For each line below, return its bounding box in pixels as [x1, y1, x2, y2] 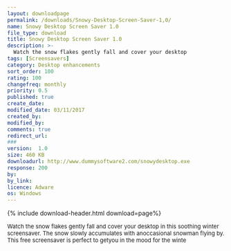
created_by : [7, 113, 41, 120]
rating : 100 [7, 74, 41, 82]
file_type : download [7, 29, 67, 37]
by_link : [7, 177, 33, 184]
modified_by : [7, 119, 45, 127]
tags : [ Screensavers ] [7, 55, 70, 62]
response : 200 [7, 164, 48, 171]
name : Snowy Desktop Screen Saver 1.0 [7, 23, 119, 30]
